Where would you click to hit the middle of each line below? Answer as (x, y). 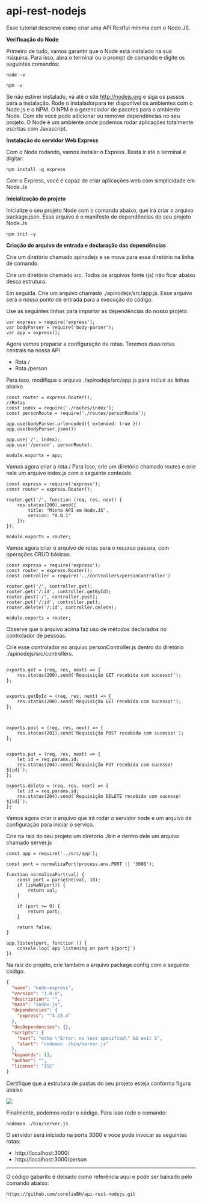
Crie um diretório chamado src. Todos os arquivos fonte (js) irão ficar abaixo (101, 275)
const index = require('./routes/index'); (60, 408)
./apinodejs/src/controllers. (40, 653)
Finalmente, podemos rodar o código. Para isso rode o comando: (87, 1113)
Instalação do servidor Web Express (52, 140)
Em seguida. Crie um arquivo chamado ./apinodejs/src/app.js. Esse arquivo (99, 293)
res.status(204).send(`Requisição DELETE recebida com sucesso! (99, 796)
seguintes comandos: (33, 64)
